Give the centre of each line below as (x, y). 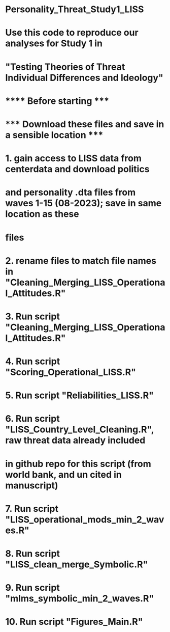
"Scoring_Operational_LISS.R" (71, 372)
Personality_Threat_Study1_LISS (75, 9)
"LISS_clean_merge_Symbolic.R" (77, 564)
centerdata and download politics (77, 169)
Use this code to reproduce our (72, 33)
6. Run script (32, 419)
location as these (42, 214)
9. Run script (32, 588)
